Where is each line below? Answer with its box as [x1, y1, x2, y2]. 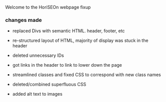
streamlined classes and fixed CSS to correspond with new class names [12, 72, 161, 78]
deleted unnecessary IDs [12, 52, 64, 59]
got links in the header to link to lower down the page [12, 62, 122, 68]
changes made [5, 16, 42, 23]
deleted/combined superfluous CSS [12, 82, 86, 88]
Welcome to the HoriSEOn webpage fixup [5, 4, 91, 10]
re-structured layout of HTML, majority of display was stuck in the [12, 37, 148, 44]
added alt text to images [12, 91, 62, 97]
